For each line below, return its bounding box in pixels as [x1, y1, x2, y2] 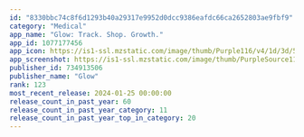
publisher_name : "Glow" [9, 72, 100, 81]
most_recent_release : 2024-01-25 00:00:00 [9, 88, 172, 97]
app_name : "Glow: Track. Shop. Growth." [9, 30, 165, 39]
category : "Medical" [9, 22, 88, 31]
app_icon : [9, 47, 47, 56]
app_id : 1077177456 [9, 38, 83, 48]
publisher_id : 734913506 [9, 64, 103, 73]
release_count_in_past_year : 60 [9, 96, 131, 106]
